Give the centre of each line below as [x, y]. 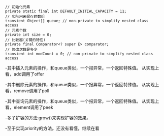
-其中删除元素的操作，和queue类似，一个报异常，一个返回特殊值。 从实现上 [82, 85]
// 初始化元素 [18, 7]
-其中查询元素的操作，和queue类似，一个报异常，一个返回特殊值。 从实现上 [82, 101]
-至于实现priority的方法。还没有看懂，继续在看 [52, 128]
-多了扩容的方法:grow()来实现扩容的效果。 [48, 118]
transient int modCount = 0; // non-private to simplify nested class [79, 54]
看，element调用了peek [29, 107]
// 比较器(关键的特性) [25, 40]
